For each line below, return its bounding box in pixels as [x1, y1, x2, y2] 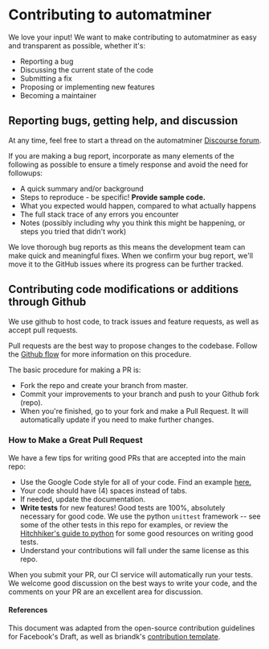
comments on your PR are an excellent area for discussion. [8, 586, 203, 597]
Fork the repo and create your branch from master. [19, 380, 189, 390]
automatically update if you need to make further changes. [19, 415, 214, 424]
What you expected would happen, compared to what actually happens [19, 200, 257, 210]
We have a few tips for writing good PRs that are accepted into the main [8, 453, 247, 462]
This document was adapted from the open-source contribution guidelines [8, 623, 255, 633]
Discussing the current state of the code [19, 64, 154, 74]
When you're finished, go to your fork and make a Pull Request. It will [19, 406, 249, 415]
